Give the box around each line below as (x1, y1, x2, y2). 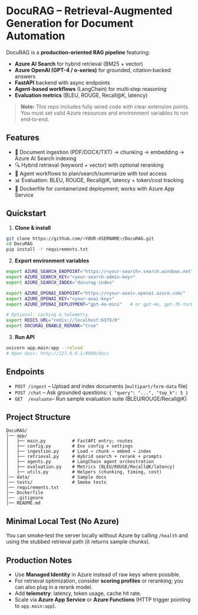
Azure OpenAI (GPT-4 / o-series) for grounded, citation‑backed (14, 66, 171, 73)
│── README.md (6, 500, 41, 506)
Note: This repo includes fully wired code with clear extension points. (20, 103, 190, 110)
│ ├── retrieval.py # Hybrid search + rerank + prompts (6, 454, 162, 460)
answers (14, 73, 36, 80)
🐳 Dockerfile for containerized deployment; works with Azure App (14, 185, 175, 192)
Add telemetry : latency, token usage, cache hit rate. (14, 590, 141, 597)
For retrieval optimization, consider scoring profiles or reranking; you (14, 577, 184, 584)
